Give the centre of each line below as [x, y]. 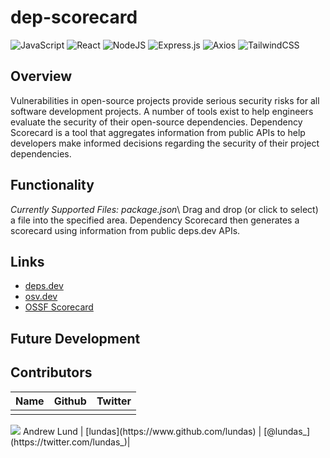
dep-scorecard [74, 17]
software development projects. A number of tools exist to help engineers [162, 111]
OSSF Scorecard [59, 307]
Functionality [52, 185]
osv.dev [41, 297]
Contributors [51, 372]
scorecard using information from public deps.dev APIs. [125, 230]
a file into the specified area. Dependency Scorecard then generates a [155, 220]
